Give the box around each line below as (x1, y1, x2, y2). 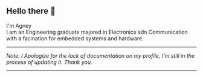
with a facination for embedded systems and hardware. (6, 34, 144, 42)
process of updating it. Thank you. (6, 58, 92, 66)
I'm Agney (6, 22, 32, 29)
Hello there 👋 (6, 6, 56, 16)
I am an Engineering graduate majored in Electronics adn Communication (6, 28, 188, 35)
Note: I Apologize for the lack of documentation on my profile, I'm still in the (6, 52, 195, 59)
